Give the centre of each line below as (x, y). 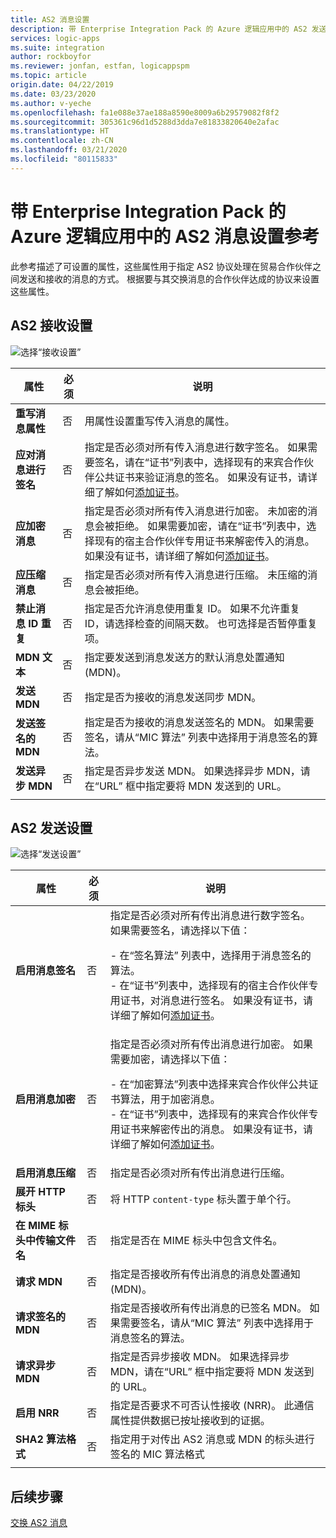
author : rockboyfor (51, 57)
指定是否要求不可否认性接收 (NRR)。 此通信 (212, 1406)
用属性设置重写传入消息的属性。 (159, 421)
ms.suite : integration (57, 47)
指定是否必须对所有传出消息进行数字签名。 (210, 916)
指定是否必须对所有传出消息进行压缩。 (200, 1173)
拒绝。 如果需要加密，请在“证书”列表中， (210, 526)
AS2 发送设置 (51, 827)
